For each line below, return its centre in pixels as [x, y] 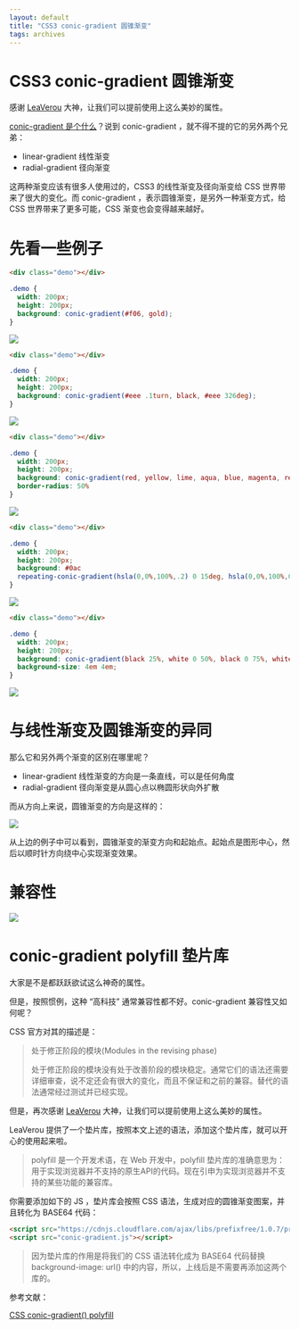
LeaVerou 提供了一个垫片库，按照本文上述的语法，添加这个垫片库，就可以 [145, 1129]
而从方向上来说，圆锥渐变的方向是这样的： [87, 806]
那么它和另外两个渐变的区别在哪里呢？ [79, 757]
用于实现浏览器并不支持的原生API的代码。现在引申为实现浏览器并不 [154, 1171]
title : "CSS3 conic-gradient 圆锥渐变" [81, 26]
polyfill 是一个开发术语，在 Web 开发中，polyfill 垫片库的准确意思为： [158, 1159]
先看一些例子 [57, 249]
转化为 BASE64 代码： [57, 1212]
